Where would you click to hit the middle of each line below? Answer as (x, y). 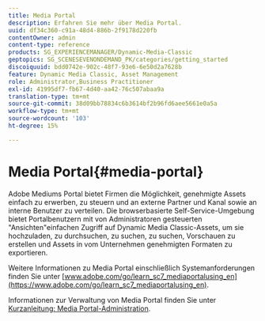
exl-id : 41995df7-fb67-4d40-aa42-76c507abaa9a (86, 89)
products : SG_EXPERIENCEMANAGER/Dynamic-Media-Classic (100, 52)
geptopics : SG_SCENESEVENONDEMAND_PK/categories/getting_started (118, 60)
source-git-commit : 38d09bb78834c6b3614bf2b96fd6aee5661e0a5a (113, 104)
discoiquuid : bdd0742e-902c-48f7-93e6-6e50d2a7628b (95, 67)
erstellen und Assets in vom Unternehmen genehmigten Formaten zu (120, 244)
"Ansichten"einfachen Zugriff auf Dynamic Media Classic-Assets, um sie (126, 227)
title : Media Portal (42, 15)
